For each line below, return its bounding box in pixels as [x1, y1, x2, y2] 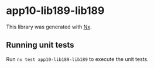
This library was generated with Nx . [6, 23, 92, 30]
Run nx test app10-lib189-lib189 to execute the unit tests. [6, 55, 149, 62]
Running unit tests [6, 40, 74, 50]
